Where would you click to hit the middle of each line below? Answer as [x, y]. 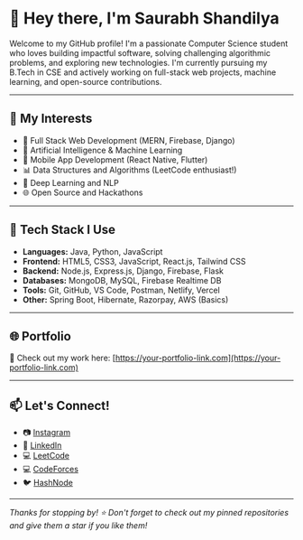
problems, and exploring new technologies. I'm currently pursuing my [138, 62]
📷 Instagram [46, 433]
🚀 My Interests [51, 119]
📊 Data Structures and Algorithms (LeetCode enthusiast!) [129, 170]
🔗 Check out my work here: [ [62, 358]
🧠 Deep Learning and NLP [70, 182]
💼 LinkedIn [42, 445]
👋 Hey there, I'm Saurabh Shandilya [144, 19]
